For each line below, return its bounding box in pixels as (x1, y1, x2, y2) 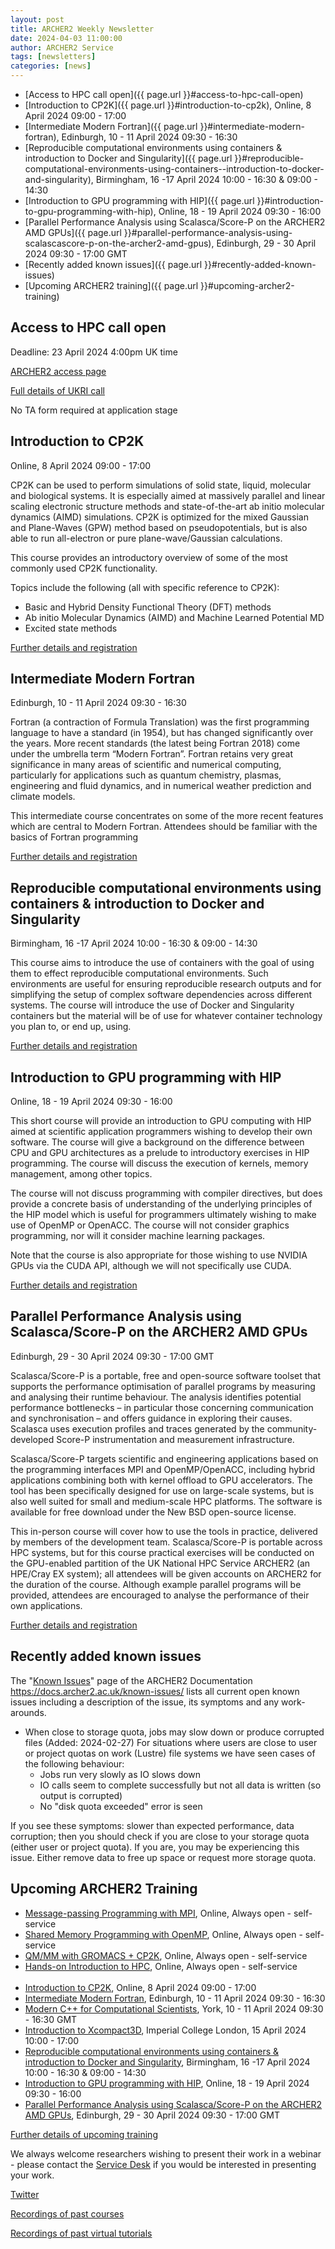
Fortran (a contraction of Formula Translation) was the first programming (10, 716, 310, 728)
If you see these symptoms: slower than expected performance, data (10, 1819, 295, 1831)
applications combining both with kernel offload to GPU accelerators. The (10, 1474, 313, 1486)
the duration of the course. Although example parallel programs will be (10, 1578, 302, 1590)
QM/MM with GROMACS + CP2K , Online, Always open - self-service (24, 1949, 308, 1961)
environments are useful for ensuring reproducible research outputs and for (10, 978, 322, 990)
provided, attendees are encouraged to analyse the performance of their (10, 1589, 310, 1601)
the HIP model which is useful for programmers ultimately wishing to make (10, 1209, 317, 1221)
